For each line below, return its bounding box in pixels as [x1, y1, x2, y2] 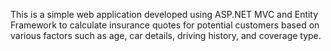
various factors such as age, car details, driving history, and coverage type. [10, 30, 322, 41]
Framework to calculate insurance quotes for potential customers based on [10, 19, 320, 31]
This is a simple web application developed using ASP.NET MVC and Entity [10, 9, 319, 20]
